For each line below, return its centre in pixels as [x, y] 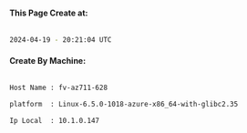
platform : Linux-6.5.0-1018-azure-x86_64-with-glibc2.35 [124, 105]
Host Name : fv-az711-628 [58, 88]
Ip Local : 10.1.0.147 [55, 121]
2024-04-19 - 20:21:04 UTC [61, 40]
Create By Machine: [48, 60]
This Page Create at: [49, 13]
